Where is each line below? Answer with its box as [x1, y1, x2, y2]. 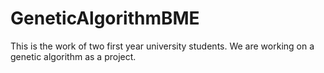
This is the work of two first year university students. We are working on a [10, 40, 315, 52]
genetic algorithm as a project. [10, 50, 137, 62]
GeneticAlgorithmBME [10, 7, 200, 30]
